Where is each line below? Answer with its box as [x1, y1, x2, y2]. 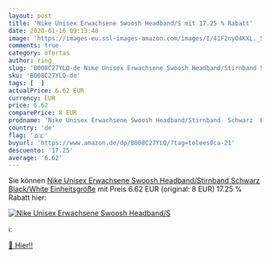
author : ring [8, 57, 52, 65]
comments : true [8, 42, 59, 50]
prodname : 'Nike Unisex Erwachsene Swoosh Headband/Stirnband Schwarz [8, 117, 253, 125]
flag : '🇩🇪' [8, 131, 48, 139]
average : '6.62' [8, 154, 63, 162]
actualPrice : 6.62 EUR [8, 86, 84, 95]
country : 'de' [8, 124, 56, 132]
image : [8, 34, 31, 43]
